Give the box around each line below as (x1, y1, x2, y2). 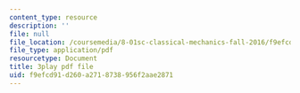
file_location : (9, 37, 66, 47)
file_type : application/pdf (9, 46, 114, 55)
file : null (9, 29, 50, 38)
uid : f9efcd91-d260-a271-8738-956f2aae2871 (9, 71, 174, 80)
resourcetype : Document (9, 54, 98, 63)
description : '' (9, 21, 70, 30)
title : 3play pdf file (9, 63, 94, 72)
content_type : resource (9, 12, 98, 22)
